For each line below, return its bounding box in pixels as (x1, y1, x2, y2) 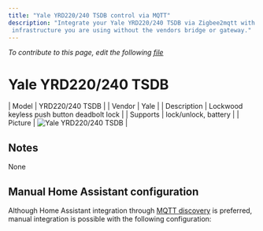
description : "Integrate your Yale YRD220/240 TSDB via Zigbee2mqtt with (8, 19, 256, 27)
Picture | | (8, 118, 128, 128)
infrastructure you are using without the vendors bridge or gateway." (11, 26, 252, 34)
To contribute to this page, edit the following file (8, 48, 164, 58)
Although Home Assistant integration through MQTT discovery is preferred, (8, 206, 253, 215)
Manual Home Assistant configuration (8, 184, 199, 198)
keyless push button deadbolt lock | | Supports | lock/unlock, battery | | (8, 110, 239, 119)
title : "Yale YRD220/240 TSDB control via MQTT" (8, 11, 171, 20)
